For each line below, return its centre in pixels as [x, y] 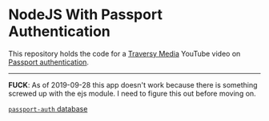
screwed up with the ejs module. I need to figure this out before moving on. [132, 93]
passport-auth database [48, 108]
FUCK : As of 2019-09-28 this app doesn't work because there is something [133, 84]
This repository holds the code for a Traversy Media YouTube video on [124, 53]
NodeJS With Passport [85, 15]
